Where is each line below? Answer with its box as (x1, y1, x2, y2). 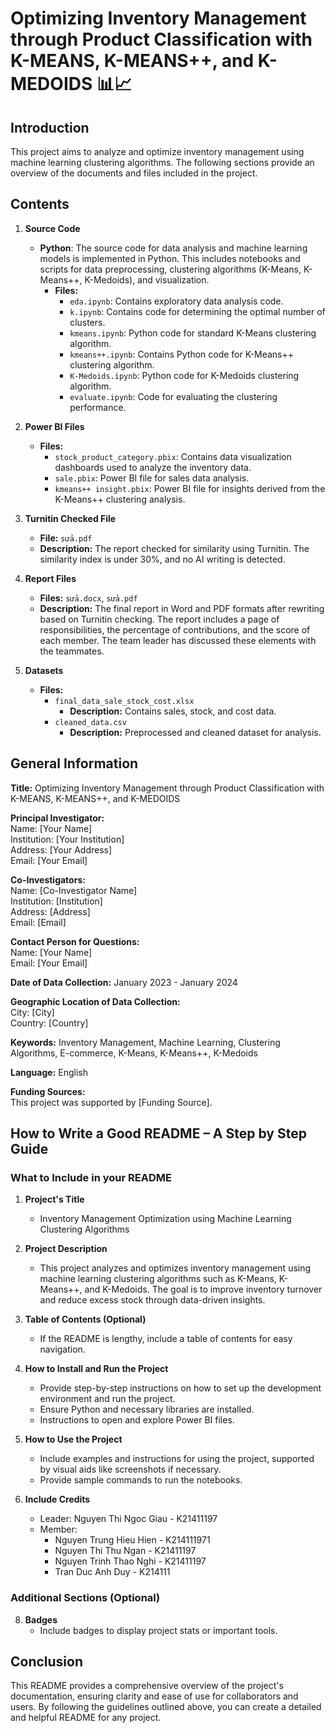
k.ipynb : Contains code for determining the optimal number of (69, 305, 326, 317)
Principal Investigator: (10, 812, 105, 824)
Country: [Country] (10, 1017, 89, 1029)
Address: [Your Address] (10, 843, 113, 856)
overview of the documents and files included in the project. (10, 167, 258, 179)
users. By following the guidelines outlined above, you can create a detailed (10, 1701, 322, 1713)
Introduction (10, 119, 90, 136)
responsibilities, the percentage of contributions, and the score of (39, 623, 311, 636)
